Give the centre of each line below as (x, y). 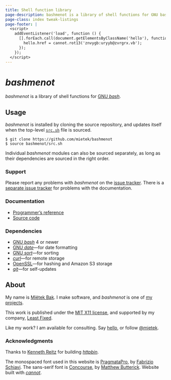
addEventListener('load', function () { (58, 34)
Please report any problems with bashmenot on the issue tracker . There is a (85, 183)
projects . (15, 302)
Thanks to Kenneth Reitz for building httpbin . (52, 352)
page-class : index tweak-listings (42, 19)
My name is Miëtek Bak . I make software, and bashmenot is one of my (79, 297)
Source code (26, 218)
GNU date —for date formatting (45, 247)
